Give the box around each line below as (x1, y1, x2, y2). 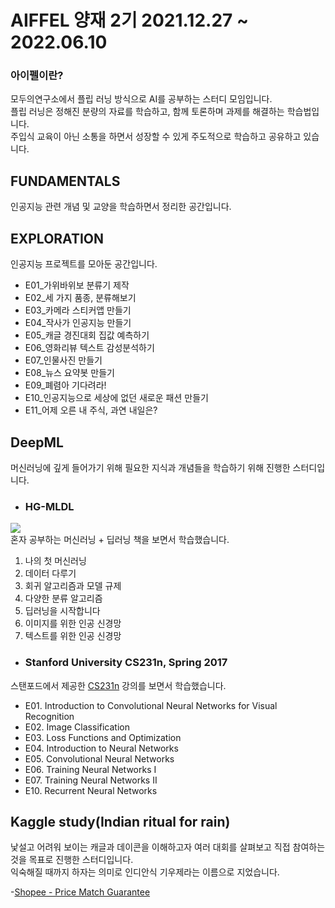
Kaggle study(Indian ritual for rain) (10, 813, 231, 830)
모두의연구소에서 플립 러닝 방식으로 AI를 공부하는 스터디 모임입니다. (10, 93, 273, 105)
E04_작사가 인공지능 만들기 (24, 317, 132, 329)
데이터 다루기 (24, 567, 77, 580)
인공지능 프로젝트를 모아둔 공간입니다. (10, 258, 158, 270)
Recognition (24, 710, 75, 722)
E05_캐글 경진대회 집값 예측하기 (24, 329, 150, 341)
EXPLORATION (10, 230, 105, 247)
